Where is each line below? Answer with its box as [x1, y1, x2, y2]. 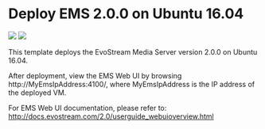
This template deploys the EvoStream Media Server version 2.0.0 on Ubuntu [8, 47, 258, 56]
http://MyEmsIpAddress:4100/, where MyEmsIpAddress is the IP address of [8, 79, 255, 89]
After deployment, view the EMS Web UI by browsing [8, 70, 182, 80]
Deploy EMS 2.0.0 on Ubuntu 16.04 [8, 5, 244, 23]
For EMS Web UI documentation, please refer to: [8, 103, 167, 112]
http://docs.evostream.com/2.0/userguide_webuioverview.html [8, 112, 215, 121]
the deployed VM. [8, 88, 67, 97]
